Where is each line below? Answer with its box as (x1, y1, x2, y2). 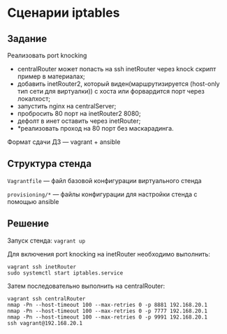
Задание (7, 33, 47, 45)
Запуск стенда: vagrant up (7, 236, 86, 245)
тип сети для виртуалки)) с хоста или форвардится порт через (17, 87, 205, 95)
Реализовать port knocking (7, 51, 87, 59)
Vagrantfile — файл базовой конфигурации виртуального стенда (7, 176, 202, 184)
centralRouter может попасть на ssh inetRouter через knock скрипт (17, 65, 217, 73)
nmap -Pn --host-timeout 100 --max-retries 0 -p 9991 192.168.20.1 (7, 313, 208, 321)
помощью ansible (7, 197, 59, 205)
